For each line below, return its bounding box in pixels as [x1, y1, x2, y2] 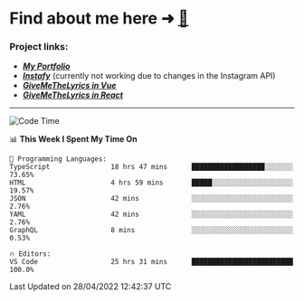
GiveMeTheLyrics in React [22, 89, 124, 100]
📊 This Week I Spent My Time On [9, 134, 138, 145]
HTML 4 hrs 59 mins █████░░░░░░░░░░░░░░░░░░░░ [9, 178, 294, 188]
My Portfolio [22, 61, 71, 71]
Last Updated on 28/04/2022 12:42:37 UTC [9, 281, 172, 292]
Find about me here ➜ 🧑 [9, 8, 189, 29]
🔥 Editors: [9, 249, 52, 259]
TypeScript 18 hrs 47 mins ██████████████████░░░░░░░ [9, 163, 294, 172]
